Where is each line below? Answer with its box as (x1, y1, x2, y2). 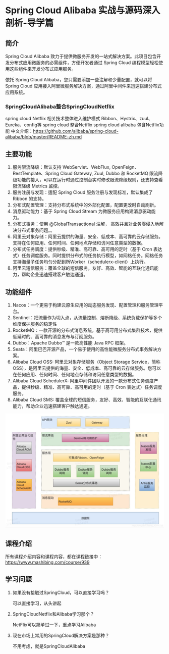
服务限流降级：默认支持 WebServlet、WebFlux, (12, 164, 111, 170)
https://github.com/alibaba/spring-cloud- (32, 128, 119, 134)
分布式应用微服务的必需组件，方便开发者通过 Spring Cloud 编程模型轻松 (9, 60, 159, 66)
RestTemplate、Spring (12, 170, 60, 177)
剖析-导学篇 (5, 17, 54, 29)
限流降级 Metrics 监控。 (12, 183, 62, 189)
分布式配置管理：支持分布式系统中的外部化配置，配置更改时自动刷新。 (12, 202, 159, 208)
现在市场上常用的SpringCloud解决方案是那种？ (12, 632, 109, 638)
